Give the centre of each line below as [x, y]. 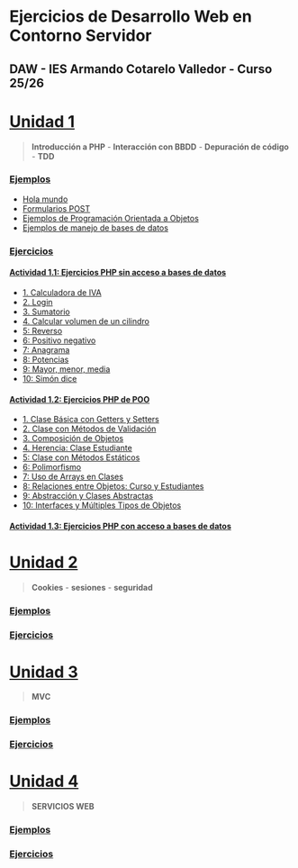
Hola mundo [45, 199]
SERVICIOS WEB [63, 807]
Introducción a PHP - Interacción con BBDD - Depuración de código [160, 147]
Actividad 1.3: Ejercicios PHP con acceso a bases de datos [120, 526]
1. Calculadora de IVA [62, 292]
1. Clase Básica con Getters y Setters [90, 420]
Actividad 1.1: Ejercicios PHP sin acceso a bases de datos [118, 273]
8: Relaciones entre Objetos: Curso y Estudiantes [113, 486]
